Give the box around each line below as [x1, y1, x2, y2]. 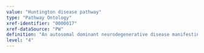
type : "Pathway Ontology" [6, 15, 72, 21]
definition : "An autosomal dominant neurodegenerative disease [6, 32, 170, 38]
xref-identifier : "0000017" [6, 20, 78, 26]
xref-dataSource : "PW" [6, 26, 64, 32]
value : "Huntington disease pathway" [6, 9, 102, 15]
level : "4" [6, 37, 34, 43]
